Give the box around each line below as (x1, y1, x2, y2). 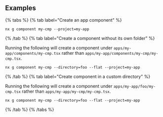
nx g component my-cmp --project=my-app (5, 27, 90, 32)
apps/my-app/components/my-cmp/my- (85, 51, 159, 56)
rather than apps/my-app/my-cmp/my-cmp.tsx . (22, 88, 111, 94)
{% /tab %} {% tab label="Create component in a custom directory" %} (5, 74, 151, 79)
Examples (5, 4, 36, 12)
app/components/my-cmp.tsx (5, 51, 61, 56)
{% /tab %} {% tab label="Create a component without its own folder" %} (5, 35, 155, 41)
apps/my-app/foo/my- (113, 84, 156, 89)
